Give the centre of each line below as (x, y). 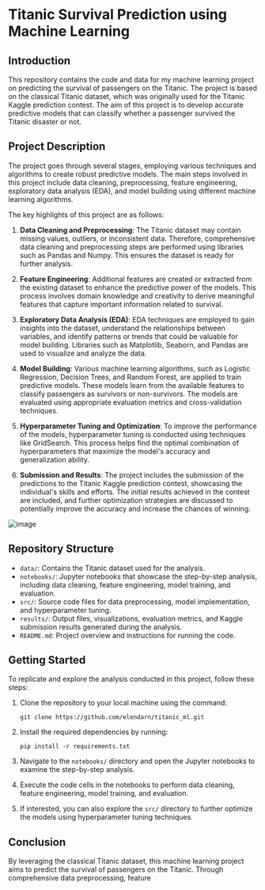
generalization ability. (54, 459)
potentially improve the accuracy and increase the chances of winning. (135, 508)
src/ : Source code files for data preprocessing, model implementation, (135, 601)
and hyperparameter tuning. (65, 610)
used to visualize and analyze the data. (83, 353)
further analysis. (46, 264)
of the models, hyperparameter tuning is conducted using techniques (132, 434)
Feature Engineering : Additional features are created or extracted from (136, 279)
